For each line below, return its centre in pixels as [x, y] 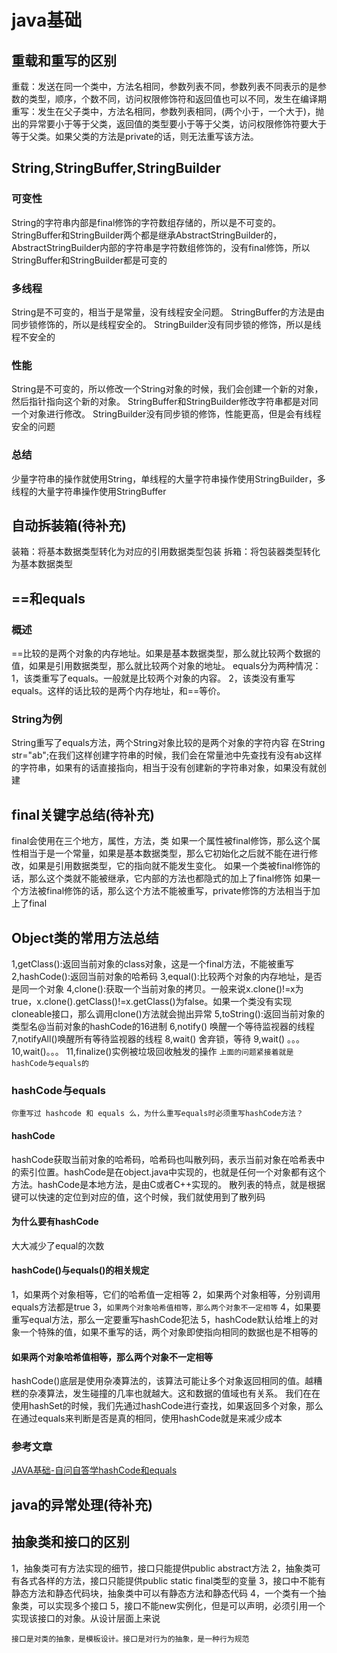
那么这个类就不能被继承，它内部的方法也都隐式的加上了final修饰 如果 [170, 878]
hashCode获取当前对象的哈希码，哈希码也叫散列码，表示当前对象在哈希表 [164, 1159]
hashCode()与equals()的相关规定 [80, 1270]
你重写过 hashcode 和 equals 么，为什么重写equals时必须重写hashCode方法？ [157, 1114]
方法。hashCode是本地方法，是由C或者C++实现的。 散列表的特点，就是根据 [168, 1184]
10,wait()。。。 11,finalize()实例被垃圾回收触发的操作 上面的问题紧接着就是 [152, 1051]
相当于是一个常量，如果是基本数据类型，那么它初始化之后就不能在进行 [164, 853]
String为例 [37, 719]
